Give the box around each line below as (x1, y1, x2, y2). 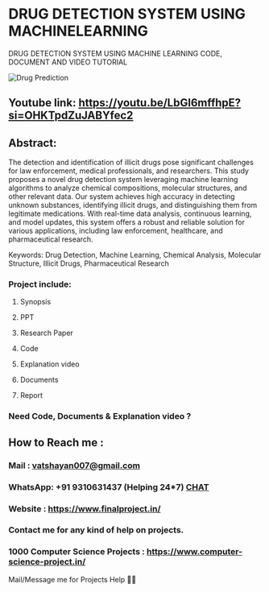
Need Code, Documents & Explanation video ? (8, 411, 192, 422)
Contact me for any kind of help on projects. (8, 524, 184, 536)
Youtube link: (8, 96, 77, 110)
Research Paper (19, 328, 74, 338)
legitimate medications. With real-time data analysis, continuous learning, (8, 209, 252, 218)
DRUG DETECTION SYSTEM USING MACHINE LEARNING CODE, (8, 48, 223, 58)
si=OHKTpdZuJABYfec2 (8, 109, 134, 122)
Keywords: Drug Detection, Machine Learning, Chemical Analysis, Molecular (8, 250, 262, 260)
